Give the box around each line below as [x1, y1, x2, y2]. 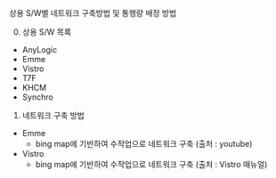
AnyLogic [21, 44, 58, 55]
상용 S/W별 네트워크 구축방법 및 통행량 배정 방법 [9, 8, 177, 18]
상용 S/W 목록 [21, 27, 72, 37]
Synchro [21, 92, 53, 102]
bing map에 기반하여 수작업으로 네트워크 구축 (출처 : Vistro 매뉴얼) [35, 159, 268, 169]
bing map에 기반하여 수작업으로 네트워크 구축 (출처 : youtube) [35, 139, 253, 149]
